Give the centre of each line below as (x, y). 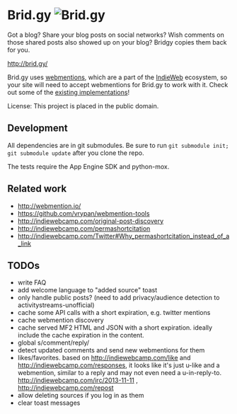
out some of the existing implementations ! (68, 92)
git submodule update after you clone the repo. (76, 153)
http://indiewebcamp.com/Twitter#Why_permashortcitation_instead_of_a (123, 236)
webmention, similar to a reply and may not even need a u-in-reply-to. (119, 373)
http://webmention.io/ (49, 206)
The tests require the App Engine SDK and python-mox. (88, 166)
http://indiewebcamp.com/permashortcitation (84, 228)
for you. (19, 50)
